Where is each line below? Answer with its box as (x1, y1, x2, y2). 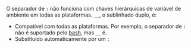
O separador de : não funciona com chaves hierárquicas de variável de (6, 5, 181, 12)
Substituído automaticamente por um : (14, 36, 110, 42)
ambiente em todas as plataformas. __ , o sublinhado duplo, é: (6, 11, 157, 18)
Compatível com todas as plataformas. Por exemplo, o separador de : (14, 23, 186, 30)
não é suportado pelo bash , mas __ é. (14, 29, 107, 36)
